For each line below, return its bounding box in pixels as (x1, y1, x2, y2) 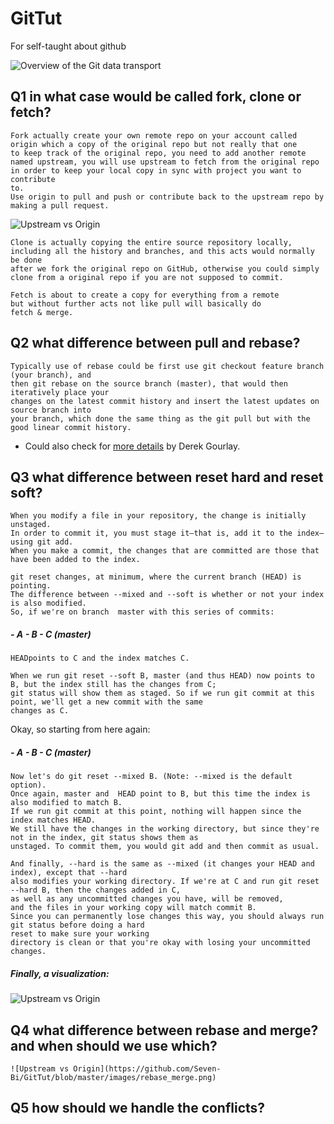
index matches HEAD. (10, 815, 97, 826)
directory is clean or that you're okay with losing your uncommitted (10, 938, 311, 948)
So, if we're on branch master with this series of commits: (10, 607, 275, 617)
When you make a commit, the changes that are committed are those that (10, 546, 320, 556)
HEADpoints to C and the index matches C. (10, 653, 190, 664)
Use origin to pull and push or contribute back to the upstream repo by (10, 192, 325, 202)
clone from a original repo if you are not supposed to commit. (10, 272, 284, 282)
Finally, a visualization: (10, 967, 110, 979)
